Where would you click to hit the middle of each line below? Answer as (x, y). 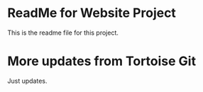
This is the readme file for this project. (63, 33)
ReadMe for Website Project (92, 13)
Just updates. (27, 81)
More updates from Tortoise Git (102, 61)
